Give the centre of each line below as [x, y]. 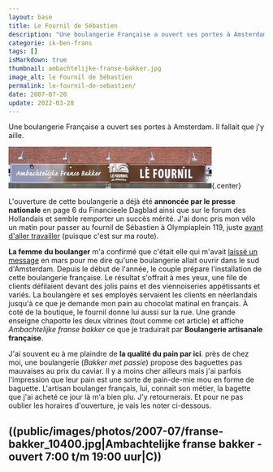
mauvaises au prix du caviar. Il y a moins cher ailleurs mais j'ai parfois [125, 371]
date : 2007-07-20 [38, 94]
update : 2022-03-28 [41, 103]
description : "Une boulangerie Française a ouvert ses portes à [119, 34]
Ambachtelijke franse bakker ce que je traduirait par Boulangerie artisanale [136, 330]
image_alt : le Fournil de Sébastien [70, 77]
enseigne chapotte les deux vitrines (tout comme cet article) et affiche [126, 321]
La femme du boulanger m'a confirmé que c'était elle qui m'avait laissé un [133, 252]
